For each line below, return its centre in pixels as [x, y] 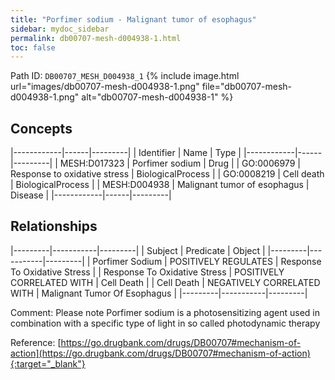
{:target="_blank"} [48, 363]
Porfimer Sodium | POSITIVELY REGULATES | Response [207, 261]
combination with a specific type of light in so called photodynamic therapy [165, 323]
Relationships [54, 226]
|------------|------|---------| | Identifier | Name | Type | [126, 153]
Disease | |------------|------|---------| [91, 195]
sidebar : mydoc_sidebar [60, 29]
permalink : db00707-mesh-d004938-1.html [96, 38]
